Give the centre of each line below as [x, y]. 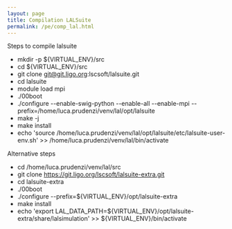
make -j [28, 118]
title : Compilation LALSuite [49, 20]
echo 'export [35, 211]
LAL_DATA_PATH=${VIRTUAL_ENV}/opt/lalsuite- [124, 211]
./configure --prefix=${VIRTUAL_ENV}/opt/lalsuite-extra [97, 196]
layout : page [26, 13]
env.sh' [28, 140]
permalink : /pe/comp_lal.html [51, 26]
